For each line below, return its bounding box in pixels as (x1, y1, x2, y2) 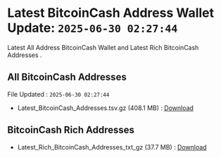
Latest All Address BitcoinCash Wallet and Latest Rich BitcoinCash (7, 43, 199, 51)
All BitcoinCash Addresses (7, 71, 127, 83)
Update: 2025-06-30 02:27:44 (7, 20, 178, 36)
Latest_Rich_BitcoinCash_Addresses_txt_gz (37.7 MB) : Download (17, 142, 207, 151)
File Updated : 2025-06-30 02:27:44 (7, 90, 110, 98)
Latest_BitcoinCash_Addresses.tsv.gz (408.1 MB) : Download (17, 104, 194, 112)
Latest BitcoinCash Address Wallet (7, 5, 215, 21)
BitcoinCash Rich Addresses (7, 124, 135, 136)
